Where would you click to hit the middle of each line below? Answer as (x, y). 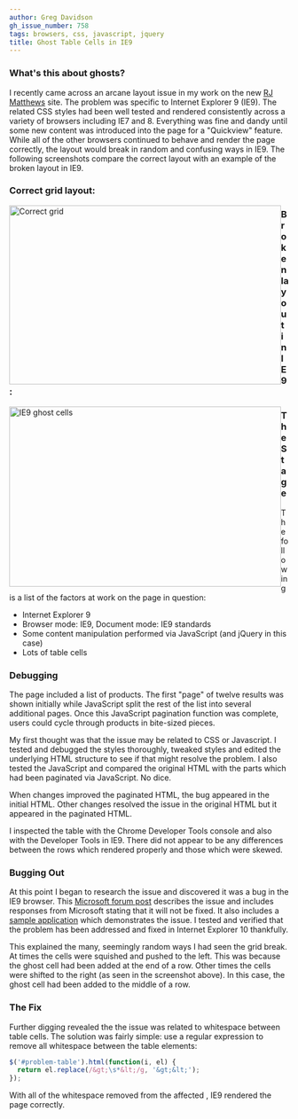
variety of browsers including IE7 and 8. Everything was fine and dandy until (149, 121)
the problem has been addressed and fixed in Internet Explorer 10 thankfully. (149, 930)
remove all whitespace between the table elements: (103, 1045)
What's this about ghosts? (67, 74)
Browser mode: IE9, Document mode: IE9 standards (116, 624)
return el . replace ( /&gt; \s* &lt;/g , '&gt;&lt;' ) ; (109, 1070)
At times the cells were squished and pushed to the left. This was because (145, 956)
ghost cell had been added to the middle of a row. (100, 984)
